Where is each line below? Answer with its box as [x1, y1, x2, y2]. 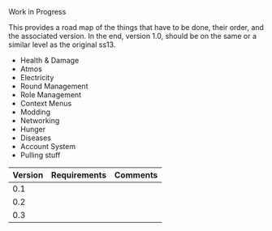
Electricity [19, 73, 54, 82]
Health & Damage [19, 56, 80, 65]
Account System [19, 142, 76, 151]
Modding [19, 107, 51, 117]
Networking [19, 116, 60, 125]
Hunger [19, 125, 46, 134]
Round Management [19, 81, 89, 91]
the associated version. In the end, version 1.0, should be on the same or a [8, 32, 257, 41]
